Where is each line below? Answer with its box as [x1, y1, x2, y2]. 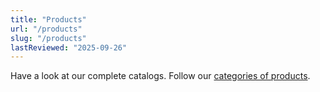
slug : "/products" [10, 33, 87, 43]
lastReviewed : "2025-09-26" [10, 42, 128, 53]
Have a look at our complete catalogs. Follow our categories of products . [10, 70, 311, 82]
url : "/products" [10, 24, 83, 34]
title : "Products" [10, 14, 87, 25]
